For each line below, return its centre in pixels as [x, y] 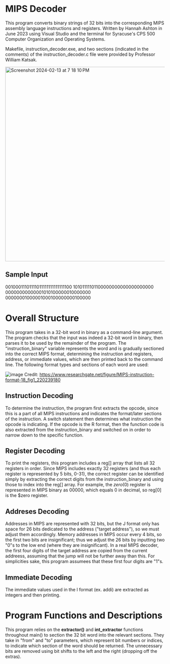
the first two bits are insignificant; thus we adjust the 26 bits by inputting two [85, 540]
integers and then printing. [33, 595]
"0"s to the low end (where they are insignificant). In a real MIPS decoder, [82, 545]
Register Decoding [35, 451]
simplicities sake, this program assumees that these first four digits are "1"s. [84, 561]
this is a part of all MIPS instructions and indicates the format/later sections [83, 413]
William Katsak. [21, 59]
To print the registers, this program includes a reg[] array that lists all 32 [80, 463]
